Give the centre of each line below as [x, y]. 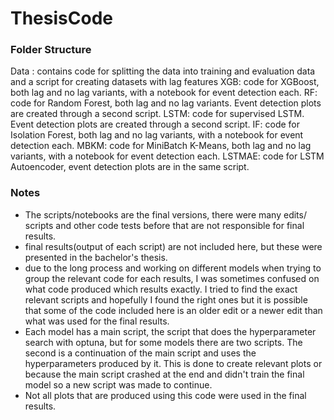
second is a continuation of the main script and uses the [140, 353]
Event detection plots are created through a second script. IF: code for [155, 124]
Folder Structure [51, 50]
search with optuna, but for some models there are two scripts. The [163, 342]
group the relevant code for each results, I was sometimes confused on [172, 278]
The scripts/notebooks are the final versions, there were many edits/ [165, 214]
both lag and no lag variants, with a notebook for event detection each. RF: [164, 93]
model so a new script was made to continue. [118, 384]
